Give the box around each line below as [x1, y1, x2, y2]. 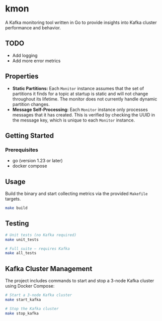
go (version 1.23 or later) [12, 158, 63, 164]
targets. [5, 196, 21, 202]
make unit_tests [5, 237, 39, 242]
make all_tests [5, 251, 37, 256]
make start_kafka [5, 297, 41, 302]
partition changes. [12, 101, 50, 107]
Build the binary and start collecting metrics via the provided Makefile [5, 191, 148, 197]
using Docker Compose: [5, 283, 55, 289]
